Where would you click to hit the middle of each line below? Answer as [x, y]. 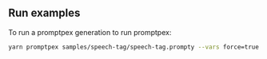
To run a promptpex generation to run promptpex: [90, 32]
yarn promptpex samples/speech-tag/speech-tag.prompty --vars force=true [134, 47]
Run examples [44, 13]
